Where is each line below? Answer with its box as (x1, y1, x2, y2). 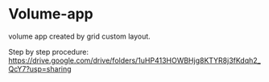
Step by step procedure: (8, 47, 89, 56)
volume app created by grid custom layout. (8, 31, 151, 41)
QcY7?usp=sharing (8, 64, 72, 73)
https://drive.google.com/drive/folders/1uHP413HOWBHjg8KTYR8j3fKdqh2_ (8, 55, 261, 65)
